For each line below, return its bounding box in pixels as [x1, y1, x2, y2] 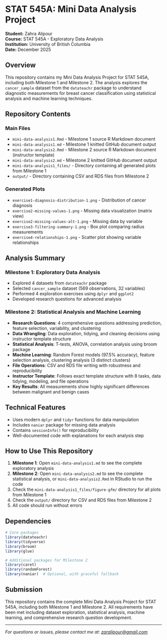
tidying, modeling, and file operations [12, 378, 89, 384]
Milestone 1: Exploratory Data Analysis [5, 269, 100, 276]
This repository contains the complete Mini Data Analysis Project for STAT [5, 599, 157, 605]
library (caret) [5, 562, 37, 567]
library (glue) [5, 549, 35, 554]
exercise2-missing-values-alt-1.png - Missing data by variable [12, 218, 143, 224]
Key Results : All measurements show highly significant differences [12, 383, 150, 390]
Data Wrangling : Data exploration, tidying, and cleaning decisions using [12, 330, 160, 336]
